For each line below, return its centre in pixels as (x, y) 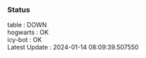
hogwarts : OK (28, 32)
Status (19, 10)
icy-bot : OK (25, 40)
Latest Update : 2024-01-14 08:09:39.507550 (73, 48)
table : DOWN (27, 25)
